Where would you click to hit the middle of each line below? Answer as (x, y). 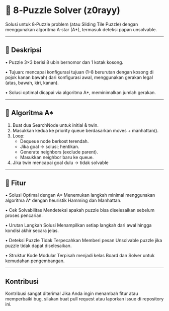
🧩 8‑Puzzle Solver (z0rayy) (63, 10)
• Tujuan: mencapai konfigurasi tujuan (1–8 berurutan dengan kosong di (79, 72)
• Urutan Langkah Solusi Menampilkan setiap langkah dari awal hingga (78, 225)
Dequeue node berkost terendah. (54, 141)
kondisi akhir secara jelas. (32, 230)
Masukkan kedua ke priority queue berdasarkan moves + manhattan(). (86, 130)
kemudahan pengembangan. (35, 261)
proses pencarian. (24, 215)
